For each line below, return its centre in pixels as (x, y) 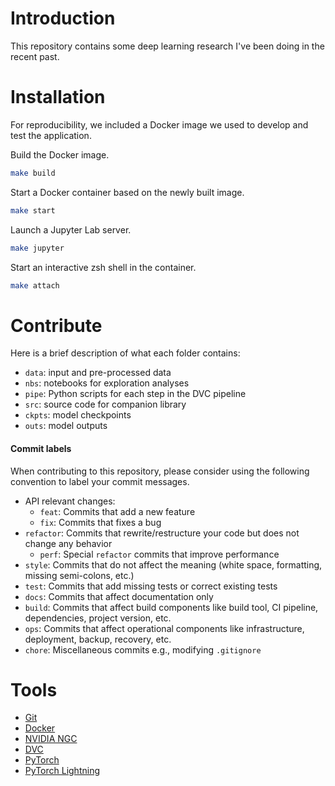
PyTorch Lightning (62, 771)
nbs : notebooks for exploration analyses (107, 383)
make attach (35, 285)
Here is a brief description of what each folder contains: (125, 353)
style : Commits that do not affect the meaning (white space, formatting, (173, 564)
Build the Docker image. (60, 154)
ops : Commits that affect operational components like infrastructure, (164, 628)
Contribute (56, 325)
